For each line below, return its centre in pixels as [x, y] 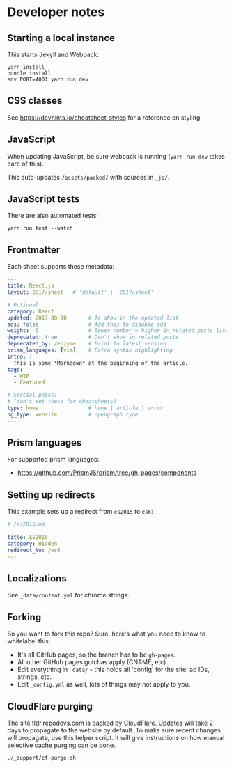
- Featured [29, 383]
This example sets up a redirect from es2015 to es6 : [80, 512]
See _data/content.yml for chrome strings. [69, 595]
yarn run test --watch [40, 228]
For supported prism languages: [53, 460]
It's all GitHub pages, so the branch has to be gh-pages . [96, 655]
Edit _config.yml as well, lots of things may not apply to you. [104, 684]
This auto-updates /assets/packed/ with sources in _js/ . [88, 177]
